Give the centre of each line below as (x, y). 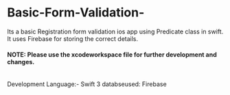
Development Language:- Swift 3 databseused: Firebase (87, 84)
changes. (21, 62)
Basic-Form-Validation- (76, 13)
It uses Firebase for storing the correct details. (73, 38)
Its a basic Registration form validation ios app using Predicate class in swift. (115, 31)
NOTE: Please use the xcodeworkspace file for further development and (112, 54)
